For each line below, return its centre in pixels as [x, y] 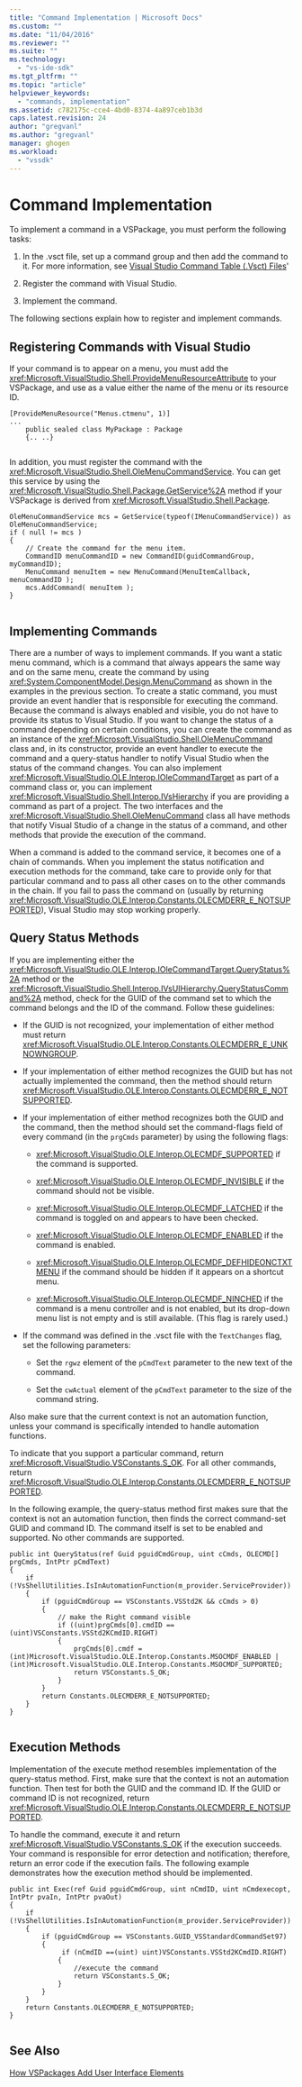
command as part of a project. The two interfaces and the [116, 807]
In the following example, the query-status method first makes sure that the [149, 1508]
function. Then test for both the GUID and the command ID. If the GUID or [145, 1788]
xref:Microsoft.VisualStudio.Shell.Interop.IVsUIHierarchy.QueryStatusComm [149, 989]
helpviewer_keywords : [50, 93]
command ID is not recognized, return [80, 1798]
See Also [35, 2051]
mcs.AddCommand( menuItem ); [80, 588]
